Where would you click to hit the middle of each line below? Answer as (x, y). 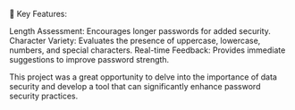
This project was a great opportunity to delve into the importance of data (143, 77)
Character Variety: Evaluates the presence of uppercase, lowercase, (135, 41)
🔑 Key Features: (38, 14)
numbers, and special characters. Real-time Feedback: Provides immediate (147, 50)
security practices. (44, 96)
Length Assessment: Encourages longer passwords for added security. (140, 31)
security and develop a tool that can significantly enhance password (135, 86)
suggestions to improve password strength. (89, 59)
